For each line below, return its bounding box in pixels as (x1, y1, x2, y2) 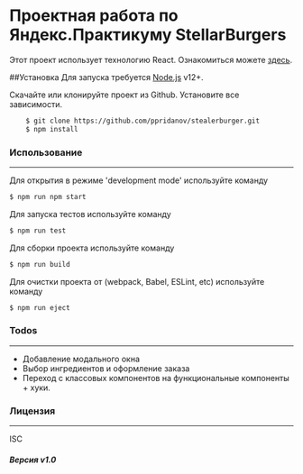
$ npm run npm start (9, 192, 87, 201)
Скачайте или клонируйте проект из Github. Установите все (9, 89, 240, 100)
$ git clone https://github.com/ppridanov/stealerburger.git (25, 116, 260, 125)
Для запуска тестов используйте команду (9, 208, 171, 219)
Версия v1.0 (9, 454, 57, 465)
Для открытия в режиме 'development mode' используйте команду (9, 175, 269, 186)
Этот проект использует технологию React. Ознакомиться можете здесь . (9, 54, 293, 65)
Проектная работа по (9, 5, 179, 26)
